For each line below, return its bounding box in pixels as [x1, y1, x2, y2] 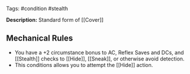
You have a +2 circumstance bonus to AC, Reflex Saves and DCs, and [14, 49, 184, 56]
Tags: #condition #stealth [6, 5, 68, 12]
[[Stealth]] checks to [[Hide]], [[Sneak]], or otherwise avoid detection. [14, 55, 185, 62]
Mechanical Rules [6, 33, 73, 43]
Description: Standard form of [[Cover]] [6, 16, 104, 23]
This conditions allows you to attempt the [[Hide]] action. [14, 61, 153, 68]
